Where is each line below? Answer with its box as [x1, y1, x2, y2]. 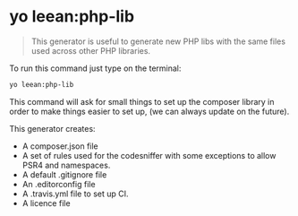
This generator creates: [9, 123, 96, 134]
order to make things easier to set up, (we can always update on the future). [9, 106, 290, 117]
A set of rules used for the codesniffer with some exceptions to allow [21, 150, 277, 160]
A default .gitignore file [21, 168, 107, 180]
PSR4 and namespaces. [21, 160, 111, 170]
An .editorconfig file [21, 178, 96, 189]
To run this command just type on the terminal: [9, 63, 182, 73]
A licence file [21, 197, 71, 208]
